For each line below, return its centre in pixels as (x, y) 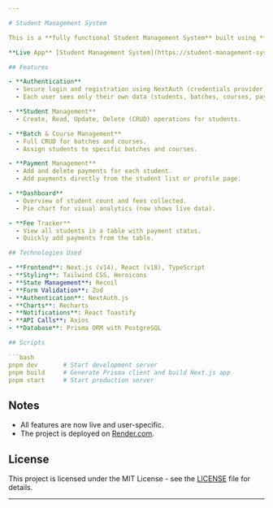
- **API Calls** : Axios (49, 321)
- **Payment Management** (52, 163)
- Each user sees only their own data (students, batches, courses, (134, 97)
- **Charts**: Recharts (49, 306)
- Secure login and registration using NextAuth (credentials (123, 89)
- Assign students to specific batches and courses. (107, 149)
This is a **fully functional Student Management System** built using (132, 37)
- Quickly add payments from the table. (85, 238)
